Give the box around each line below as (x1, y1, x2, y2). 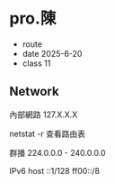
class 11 (22, 58, 51, 69)
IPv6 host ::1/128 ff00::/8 (9, 165, 101, 176)
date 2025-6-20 (22, 48, 83, 59)
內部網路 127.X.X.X (9, 109, 78, 120)
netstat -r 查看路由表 (9, 128, 85, 139)
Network (9, 84, 60, 99)
